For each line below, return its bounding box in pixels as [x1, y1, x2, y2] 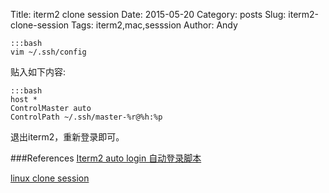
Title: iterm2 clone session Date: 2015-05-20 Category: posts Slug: [10, 9, 287, 20]
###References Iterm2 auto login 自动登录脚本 [10, 152, 202, 164]
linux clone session [10, 172, 90, 184]
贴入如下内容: [10, 66, 67, 78]
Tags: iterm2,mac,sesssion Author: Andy [70, 19, 238, 31]
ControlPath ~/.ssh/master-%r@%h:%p [10, 112, 163, 122]
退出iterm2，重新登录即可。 [10, 131, 125, 143]
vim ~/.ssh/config [10, 47, 87, 57]
